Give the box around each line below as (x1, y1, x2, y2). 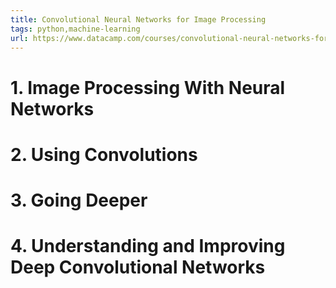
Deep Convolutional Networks (10, 256, 266, 279)
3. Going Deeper (10, 189, 148, 211)
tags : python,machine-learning (10, 24, 141, 34)
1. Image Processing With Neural (10, 76, 286, 99)
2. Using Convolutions (10, 143, 198, 166)
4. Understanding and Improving (10, 235, 286, 258)
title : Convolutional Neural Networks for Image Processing (10, 14, 267, 25)
